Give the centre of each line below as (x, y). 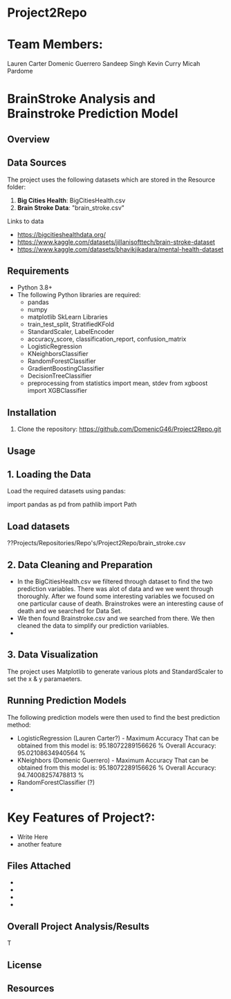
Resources (31, 988)
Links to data (26, 221)
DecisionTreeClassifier (59, 376)
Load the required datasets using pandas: (66, 491)
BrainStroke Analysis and (81, 99)
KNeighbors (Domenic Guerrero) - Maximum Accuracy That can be (113, 760)
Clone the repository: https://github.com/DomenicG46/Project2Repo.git (119, 429)
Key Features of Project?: (81, 817)
